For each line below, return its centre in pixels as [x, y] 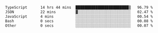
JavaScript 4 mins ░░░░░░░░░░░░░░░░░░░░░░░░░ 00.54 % [79, 16]
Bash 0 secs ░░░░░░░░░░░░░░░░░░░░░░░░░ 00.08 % [79, 21]
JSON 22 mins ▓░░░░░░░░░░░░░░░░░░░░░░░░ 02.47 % [79, 12]
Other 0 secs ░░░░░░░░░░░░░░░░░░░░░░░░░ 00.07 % [79, 25]
